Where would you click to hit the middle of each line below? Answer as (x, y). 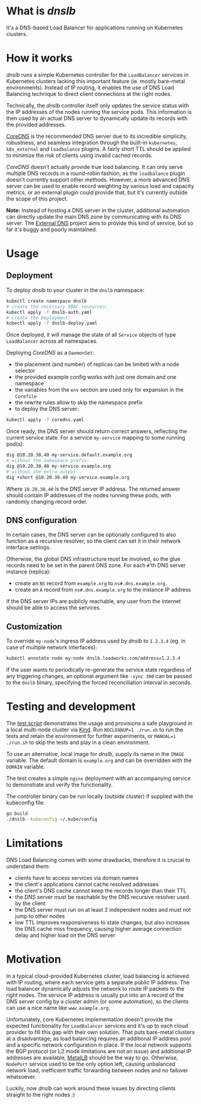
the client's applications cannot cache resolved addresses (86, 884)
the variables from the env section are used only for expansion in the (99, 390)
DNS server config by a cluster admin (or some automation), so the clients (98, 1001)
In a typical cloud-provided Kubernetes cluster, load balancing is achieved (98, 976)
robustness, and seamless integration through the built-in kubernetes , (92, 143)
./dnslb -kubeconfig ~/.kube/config (52, 819)
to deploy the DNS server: (47, 409)
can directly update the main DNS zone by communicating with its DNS (94, 216)
